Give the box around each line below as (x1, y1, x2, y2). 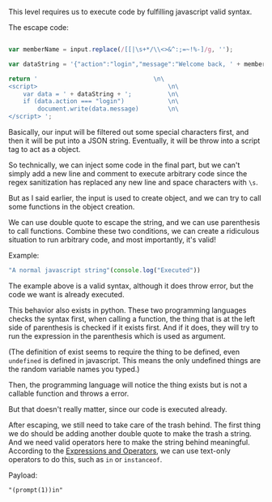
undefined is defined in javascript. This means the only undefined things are (8, 355, 261, 365)
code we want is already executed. (8, 289, 125, 299)
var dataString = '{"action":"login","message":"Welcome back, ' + (8, 60, 241, 68)
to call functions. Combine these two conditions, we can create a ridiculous (8, 227, 260, 236)
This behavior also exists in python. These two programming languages (8, 305, 247, 315)
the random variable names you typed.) (8, 364, 140, 374)
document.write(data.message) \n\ (37, 105, 180, 113)
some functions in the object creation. (8, 202, 135, 211)
